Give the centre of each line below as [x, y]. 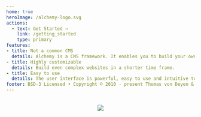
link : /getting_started [47, 34]
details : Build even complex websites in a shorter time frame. [93, 67]
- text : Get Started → [40, 28]
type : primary [34, 40]
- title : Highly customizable [44, 62]
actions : [17, 23]
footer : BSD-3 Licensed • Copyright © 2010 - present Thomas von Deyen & [100, 85]
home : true [20, 12]
